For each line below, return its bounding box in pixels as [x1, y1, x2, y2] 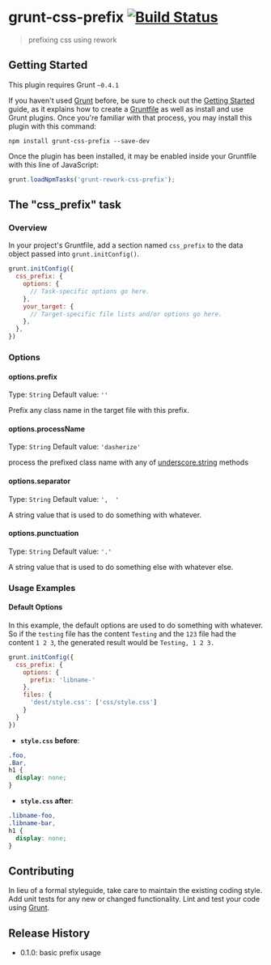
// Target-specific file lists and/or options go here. [29, 310, 222, 318]
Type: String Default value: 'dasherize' [8, 442, 142, 452]
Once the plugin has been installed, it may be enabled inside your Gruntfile [8, 151, 257, 161]
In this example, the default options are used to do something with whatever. [8, 620, 264, 630]
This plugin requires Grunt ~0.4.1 [8, 79, 120, 89]
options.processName [8, 423, 86, 433]
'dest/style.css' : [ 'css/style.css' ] [29, 699, 158, 707]
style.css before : [19, 735, 80, 745]
